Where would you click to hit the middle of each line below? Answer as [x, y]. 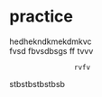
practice [42, 17]
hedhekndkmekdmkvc [51, 41]
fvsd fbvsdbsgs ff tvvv [51, 50]
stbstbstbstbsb [37, 84]
